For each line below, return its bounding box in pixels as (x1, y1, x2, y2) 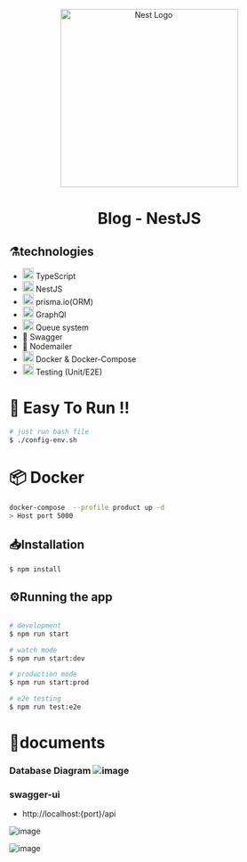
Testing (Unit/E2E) (35, 366, 103, 377)
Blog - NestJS (97, 209, 202, 229)
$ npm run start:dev (9, 653, 86, 663)
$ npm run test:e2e (9, 702, 82, 711)
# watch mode (9, 645, 58, 654)
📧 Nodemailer (21, 341, 73, 351)
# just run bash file (9, 427, 90, 436)
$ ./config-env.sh (9, 435, 77, 445)
